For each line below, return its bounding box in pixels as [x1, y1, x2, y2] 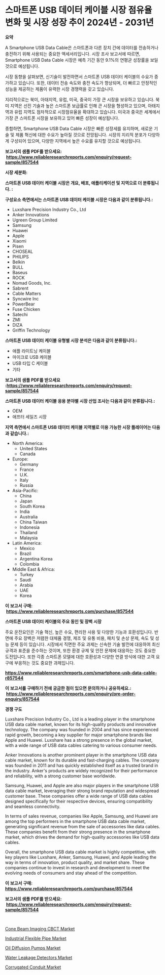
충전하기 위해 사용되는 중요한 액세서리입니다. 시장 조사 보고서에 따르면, [5, 50, 140, 57]
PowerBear [12, 301, 35, 307]
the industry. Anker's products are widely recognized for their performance [5, 767, 158, 773]
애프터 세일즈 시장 [12, 414, 47, 420]
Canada [19, 451, 36, 457]
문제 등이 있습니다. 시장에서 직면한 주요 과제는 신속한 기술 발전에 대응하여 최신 [10, 641, 160, 647]
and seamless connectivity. [5, 804, 61, 809]
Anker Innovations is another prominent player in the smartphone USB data [5, 752, 157, 758]
